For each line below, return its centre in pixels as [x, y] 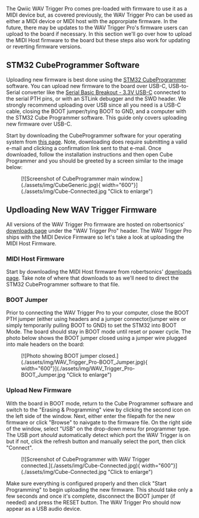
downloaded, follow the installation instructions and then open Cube [90, 154]
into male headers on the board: [45, 344]
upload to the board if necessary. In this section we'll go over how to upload [99, 34]
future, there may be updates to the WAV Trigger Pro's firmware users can [97, 27]
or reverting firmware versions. [44, 46]
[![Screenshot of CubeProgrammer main [70, 179]
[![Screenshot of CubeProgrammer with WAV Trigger [86, 459]
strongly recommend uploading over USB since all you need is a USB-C [94, 105]
